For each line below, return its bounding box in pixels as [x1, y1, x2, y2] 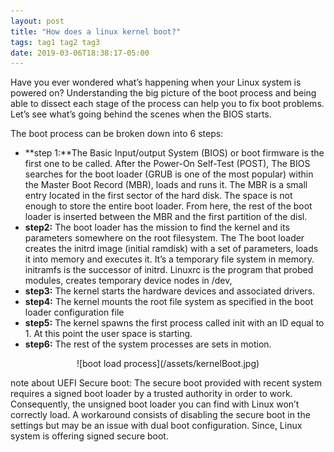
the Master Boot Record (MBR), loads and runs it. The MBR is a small [24, 179, 308, 191]
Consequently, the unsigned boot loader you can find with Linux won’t [10, 398, 300, 410]
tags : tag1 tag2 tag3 [10, 37, 101, 47]
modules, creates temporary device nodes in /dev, [24, 275, 233, 287]
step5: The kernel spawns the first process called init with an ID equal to [24, 317, 325, 329]
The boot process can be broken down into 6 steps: [10, 128, 224, 140]
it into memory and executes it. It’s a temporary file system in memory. [24, 253, 315, 265]
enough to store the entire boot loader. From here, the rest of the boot [24, 200, 313, 212]
